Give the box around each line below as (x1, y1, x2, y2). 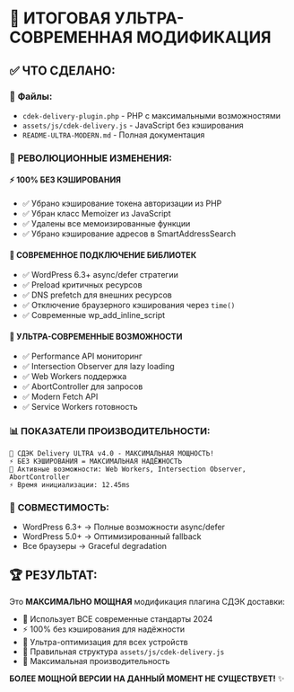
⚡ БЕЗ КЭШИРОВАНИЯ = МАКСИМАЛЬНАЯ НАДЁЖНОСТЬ (9, 457, 182, 466)
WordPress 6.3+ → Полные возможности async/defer (22, 521, 226, 532)
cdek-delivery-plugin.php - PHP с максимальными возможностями (22, 110, 281, 120)
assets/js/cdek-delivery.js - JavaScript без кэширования (22, 120, 244, 130)
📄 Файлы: (9, 90, 53, 102)
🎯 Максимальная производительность (22, 655, 170, 666)
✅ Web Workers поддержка (22, 371, 127, 382)
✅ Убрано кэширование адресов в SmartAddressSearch (22, 228, 236, 239)
